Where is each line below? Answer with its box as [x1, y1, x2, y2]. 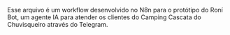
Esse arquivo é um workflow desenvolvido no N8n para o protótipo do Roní [7, 6, 224, 14]
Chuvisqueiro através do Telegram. [7, 21, 108, 28]
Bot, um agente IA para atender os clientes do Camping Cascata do [7, 13, 201, 21]
